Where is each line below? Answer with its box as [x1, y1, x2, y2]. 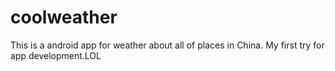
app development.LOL [10, 49, 102, 61]
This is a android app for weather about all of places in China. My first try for [10, 39, 325, 51]
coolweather [10, 6, 118, 29]
